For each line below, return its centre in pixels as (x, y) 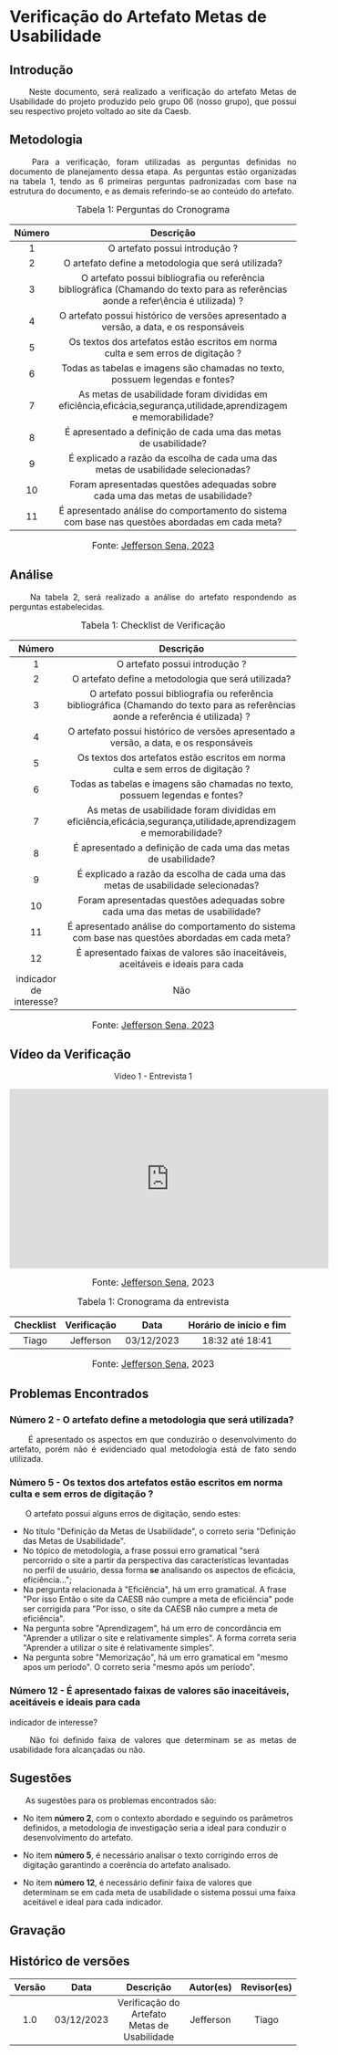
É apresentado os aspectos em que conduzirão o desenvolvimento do (163, 1440)
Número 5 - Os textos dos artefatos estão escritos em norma (146, 1483)
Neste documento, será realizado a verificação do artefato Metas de (163, 92)
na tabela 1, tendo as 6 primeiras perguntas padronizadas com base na (153, 181)
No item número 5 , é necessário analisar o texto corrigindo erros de (150, 1855)
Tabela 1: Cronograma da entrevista (153, 1302)
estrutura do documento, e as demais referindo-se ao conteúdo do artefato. (152, 191)
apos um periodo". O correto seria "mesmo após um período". (138, 1667)
